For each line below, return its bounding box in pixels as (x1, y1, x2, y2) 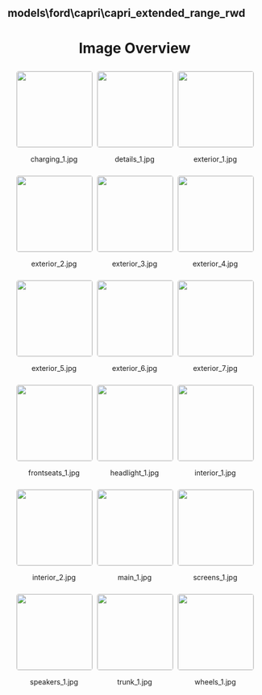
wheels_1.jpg (194, 677, 236, 687)
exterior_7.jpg (193, 364, 238, 373)
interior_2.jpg (31, 573, 77, 583)
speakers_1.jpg (30, 677, 78, 687)
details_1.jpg (114, 154, 155, 164)
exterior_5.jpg (31, 364, 77, 373)
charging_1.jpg (30, 154, 78, 164)
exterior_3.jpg (111, 259, 158, 269)
